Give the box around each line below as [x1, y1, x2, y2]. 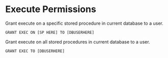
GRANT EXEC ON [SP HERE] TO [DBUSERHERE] [5, 30, 95, 35]
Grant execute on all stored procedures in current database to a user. [5, 39, 150, 45]
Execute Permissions [5, 4, 97, 15]
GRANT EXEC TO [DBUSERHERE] [5, 48, 65, 53]
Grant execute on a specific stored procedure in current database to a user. [5, 20, 164, 26]
